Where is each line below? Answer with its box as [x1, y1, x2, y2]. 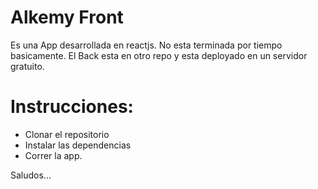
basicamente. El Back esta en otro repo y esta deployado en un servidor [10, 49, 308, 61]
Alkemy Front [10, 6, 124, 29]
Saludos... [10, 169, 52, 181]
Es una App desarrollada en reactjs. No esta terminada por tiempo [10, 39, 283, 51]
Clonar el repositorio [24, 128, 110, 140]
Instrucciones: [10, 96, 134, 118]
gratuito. [10, 60, 45, 72]
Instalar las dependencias [24, 139, 132, 151]
